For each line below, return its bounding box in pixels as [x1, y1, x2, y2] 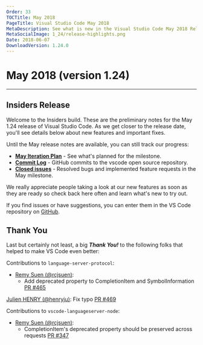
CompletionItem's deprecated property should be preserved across [24, 326, 193, 333]
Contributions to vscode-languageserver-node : [6, 308, 120, 315]
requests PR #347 [24, 332, 69, 339]
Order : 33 [6, 8, 31, 15]
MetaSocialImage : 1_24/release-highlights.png [6, 31, 126, 37]
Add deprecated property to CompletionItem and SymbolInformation [24, 277, 195, 285]
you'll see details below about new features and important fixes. [6, 129, 166, 136]
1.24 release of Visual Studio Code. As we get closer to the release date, [6, 122, 186, 130]
